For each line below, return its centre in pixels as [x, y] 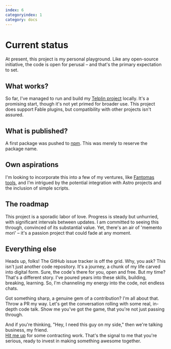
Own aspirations [32, 165]
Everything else [31, 249]
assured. [15, 115]
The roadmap [27, 204]
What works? [27, 86]
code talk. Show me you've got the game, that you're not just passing [92, 309]
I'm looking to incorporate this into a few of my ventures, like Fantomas [80, 177]
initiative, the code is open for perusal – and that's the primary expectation [83, 65]
